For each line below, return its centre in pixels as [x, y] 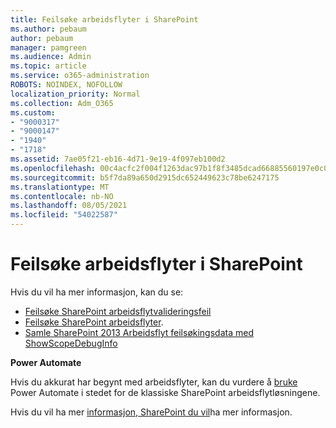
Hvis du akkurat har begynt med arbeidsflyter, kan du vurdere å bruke [154, 382]
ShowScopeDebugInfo [71, 343]
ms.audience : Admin [51, 57]
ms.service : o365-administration [80, 76]
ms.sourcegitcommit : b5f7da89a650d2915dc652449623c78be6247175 [145, 177]
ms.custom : [33, 112]
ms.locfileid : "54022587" [64, 215]
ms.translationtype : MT [60, 187]
